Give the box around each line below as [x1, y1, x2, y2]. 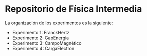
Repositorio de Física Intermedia [5, 3, 142, 15]
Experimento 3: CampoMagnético [12, 40, 82, 46]
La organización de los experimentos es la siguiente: [5, 20, 113, 26]
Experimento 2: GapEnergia [12, 35, 69, 41]
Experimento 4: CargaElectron [12, 45, 75, 51]
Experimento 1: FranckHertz [12, 29, 70, 35]
